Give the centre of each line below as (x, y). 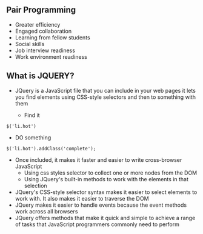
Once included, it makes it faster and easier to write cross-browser (98, 159)
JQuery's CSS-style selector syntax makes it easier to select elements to (106, 192)
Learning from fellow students (52, 37)
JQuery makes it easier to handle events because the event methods (101, 205)
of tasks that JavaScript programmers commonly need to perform (97, 224)
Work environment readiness (51, 56)
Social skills (30, 44)
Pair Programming (41, 10)
